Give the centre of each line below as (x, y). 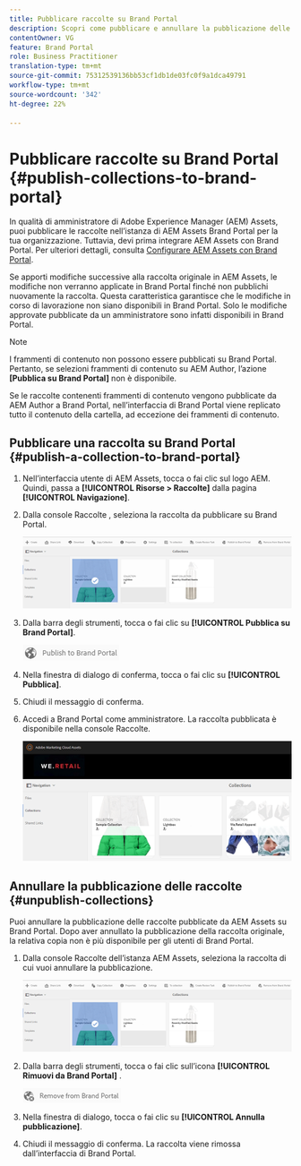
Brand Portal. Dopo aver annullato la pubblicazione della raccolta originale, (147, 931)
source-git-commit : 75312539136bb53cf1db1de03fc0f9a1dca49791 (128, 76)
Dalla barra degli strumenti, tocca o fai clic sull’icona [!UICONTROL (146, 1066)
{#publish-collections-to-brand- (133, 178)
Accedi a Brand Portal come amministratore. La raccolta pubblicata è (149, 719)
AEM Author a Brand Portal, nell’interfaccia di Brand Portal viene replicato (145, 405)
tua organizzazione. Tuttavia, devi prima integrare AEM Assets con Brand (144, 241)
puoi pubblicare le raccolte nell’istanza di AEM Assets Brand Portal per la (144, 231)
